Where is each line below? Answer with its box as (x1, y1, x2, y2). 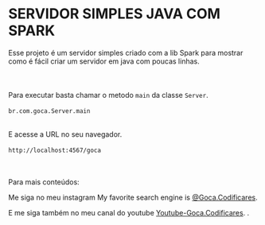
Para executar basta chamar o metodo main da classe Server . (8, 90, 208, 99)
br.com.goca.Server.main (8, 107, 91, 115)
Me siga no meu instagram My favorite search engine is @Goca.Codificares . (8, 192, 258, 202)
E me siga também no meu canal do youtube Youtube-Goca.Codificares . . (8, 208, 250, 217)
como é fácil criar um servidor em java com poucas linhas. (8, 56, 201, 66)
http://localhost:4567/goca (8, 146, 102, 154)
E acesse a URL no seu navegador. (8, 129, 123, 139)
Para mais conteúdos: (8, 177, 80, 187)
